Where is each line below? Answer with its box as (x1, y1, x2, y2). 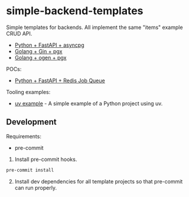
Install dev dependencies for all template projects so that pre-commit (14, 177, 183, 185)
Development (6, 117, 57, 127)
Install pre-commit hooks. (14, 156, 77, 163)
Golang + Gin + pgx (14, 47, 63, 54)
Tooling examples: (6, 88, 51, 95)
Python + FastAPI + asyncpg (14, 41, 84, 49)
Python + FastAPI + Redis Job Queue (14, 77, 105, 84)
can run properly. (14, 184, 57, 191)
